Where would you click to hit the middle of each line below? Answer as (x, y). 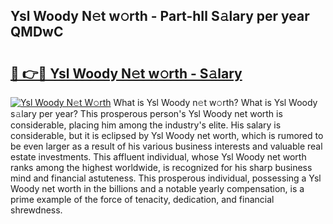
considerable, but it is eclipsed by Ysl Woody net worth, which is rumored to (167, 135)
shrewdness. (36, 210)
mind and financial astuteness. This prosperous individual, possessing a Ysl (166, 178)
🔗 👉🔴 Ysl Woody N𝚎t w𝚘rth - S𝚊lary (126, 73)
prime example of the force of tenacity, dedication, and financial (142, 199)
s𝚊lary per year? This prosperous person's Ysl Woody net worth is (146, 113)
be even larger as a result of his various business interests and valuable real (166, 146)
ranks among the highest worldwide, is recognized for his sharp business (161, 167)
